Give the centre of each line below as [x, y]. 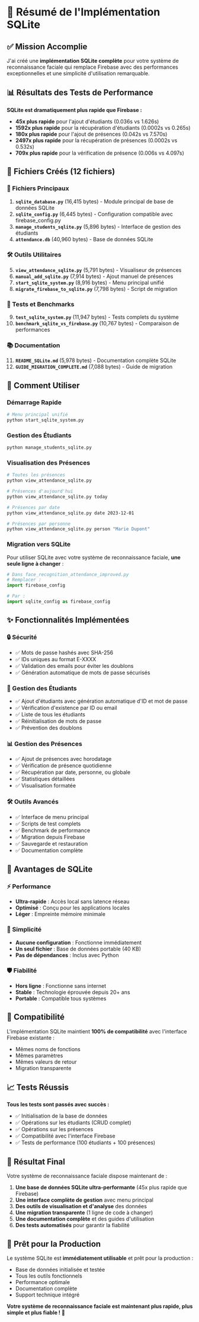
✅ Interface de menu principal [52, 817]
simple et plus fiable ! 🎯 [36, 1313]
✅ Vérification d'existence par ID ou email [66, 708]
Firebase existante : [31, 1038]
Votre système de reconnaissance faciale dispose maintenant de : [87, 1176]
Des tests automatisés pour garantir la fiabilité [72, 1225]
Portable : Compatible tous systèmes [61, 998]
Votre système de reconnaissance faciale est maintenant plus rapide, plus [100, 1307]
